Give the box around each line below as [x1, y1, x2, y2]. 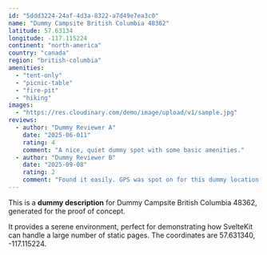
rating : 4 [22, 138, 56, 147]
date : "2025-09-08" [22, 161, 88, 169]
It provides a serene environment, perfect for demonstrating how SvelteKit [8, 221, 253, 231]
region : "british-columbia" [8, 57, 102, 65]
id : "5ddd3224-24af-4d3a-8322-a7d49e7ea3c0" [8, 11, 159, 20]
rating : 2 [22, 168, 56, 176]
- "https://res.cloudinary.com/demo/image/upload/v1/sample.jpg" [15, 109, 238, 117]
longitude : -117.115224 [8, 34, 88, 42]
